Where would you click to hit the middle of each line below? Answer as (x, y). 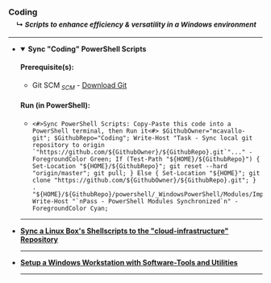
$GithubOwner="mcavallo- (204, 131)
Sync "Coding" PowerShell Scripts (87, 49)
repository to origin (68, 145)
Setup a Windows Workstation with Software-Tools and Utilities (129, 262)
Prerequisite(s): (47, 68)
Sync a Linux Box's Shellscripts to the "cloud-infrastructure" (124, 231)
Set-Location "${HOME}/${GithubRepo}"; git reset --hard (130, 166)
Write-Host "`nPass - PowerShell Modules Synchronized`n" (131, 201)
